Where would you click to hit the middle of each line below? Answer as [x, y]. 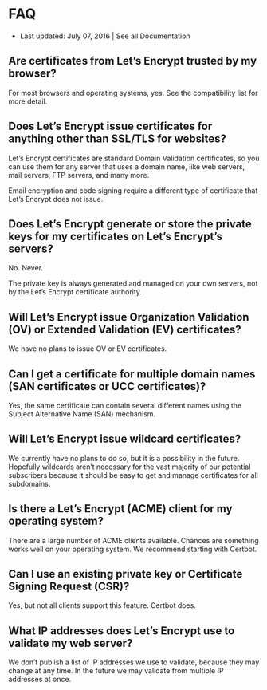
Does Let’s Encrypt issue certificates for [110, 126]
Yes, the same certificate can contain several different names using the [125, 405]
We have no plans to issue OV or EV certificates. [88, 349]
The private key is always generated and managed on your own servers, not [133, 283]
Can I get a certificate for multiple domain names [132, 374]
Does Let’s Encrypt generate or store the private [130, 224]
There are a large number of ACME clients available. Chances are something [133, 540]
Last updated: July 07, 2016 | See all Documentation [105, 36]
